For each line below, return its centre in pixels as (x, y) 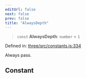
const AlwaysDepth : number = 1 (48, 37)
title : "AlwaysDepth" (27, 23)
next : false (17, 14)
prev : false (17, 18)
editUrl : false (20, 9)
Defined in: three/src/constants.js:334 (43, 46)
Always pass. (18, 55)
